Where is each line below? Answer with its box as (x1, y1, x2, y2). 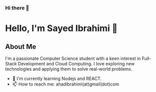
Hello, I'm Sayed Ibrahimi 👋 (5, 23, 118, 34)
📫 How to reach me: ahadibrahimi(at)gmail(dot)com (12, 81, 119, 87)
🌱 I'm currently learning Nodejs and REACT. (12, 75, 102, 81)
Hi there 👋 (5, 4, 30, 11)
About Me (5, 42, 36, 51)
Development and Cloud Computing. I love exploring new (18, 60, 135, 66)
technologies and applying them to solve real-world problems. (5, 66, 133, 72)
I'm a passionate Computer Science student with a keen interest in (5, 55, 141, 61)
